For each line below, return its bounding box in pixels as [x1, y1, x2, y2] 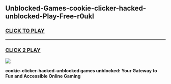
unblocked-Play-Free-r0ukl [5, 12, 94, 21]
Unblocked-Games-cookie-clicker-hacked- [5, 4, 147, 13]
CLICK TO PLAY [5, 27, 45, 35]
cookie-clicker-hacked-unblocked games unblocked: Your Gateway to [5, 67, 157, 73]
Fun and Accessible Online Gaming [5, 73, 81, 79]
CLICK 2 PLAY [5, 46, 41, 53]
